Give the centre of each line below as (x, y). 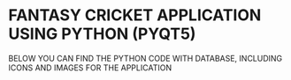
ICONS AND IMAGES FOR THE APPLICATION (90, 68)
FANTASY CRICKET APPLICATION (135, 15)
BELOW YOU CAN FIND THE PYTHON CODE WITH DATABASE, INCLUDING (145, 58)
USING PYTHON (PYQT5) (102, 34)
